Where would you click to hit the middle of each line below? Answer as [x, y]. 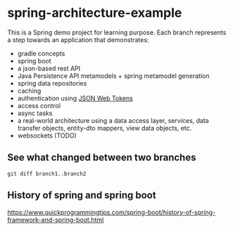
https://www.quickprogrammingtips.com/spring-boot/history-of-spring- [112, 212]
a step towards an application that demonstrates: [78, 39]
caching [29, 91]
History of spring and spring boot [82, 196]
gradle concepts [41, 53]
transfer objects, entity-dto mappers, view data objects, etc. [105, 128]
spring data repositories [52, 83]
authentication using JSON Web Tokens [75, 98]
